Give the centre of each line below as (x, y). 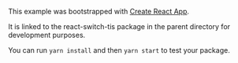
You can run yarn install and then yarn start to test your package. (119, 50)
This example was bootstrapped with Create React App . (99, 11)
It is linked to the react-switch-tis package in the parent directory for (119, 26)
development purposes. (47, 35)
